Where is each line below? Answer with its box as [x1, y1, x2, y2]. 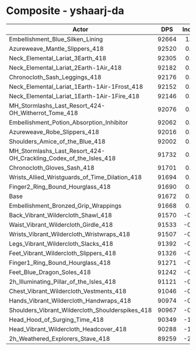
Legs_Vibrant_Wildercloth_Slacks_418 [9, 240, 114, 248]
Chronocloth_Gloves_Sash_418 [9, 164, 94, 172]
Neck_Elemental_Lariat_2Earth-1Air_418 [9, 63, 122, 71]
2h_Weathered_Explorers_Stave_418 [9, 334, 110, 342]
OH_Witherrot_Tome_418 [9, 109, 78, 117]
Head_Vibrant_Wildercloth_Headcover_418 [9, 325, 127, 333]
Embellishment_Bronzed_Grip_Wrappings [9, 202, 122, 210]
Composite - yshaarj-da [6, 4, 124, 18]
